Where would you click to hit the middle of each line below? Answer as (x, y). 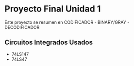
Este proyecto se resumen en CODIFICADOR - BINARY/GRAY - (67, 22)
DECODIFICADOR (22, 27)
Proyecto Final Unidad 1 (53, 9)
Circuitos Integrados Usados (49, 43)
